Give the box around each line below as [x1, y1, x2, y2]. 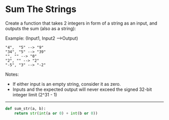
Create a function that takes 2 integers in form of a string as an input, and [5, 20, 157, 26]
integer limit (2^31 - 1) [12, 91, 57, 97]
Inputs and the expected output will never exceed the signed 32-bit [12, 86, 152, 92]
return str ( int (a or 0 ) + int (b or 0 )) [14, 110, 98, 116]
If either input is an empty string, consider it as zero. [12, 81, 121, 87]
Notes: [5, 71, 19, 77]
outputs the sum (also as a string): [5, 25, 76, 31]
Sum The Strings [5, 4, 76, 15]
